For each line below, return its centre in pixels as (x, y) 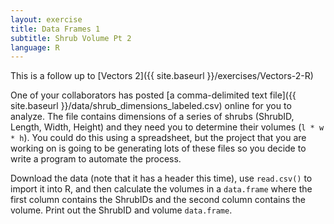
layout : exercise (46, 19)
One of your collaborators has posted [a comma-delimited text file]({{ (153, 95)
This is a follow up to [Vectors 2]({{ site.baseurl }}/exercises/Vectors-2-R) (162, 76)
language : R (35, 47)
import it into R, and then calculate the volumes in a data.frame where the (161, 189)
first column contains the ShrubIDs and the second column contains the (158, 200)
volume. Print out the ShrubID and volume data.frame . (121, 210)
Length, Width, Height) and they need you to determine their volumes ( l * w (167, 127)
